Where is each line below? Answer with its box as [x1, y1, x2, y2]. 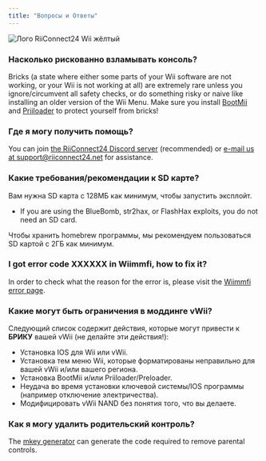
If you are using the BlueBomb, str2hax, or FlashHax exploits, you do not [19, 206, 258, 216]
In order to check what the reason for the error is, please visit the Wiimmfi [8, 277, 252, 287]
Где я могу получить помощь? [8, 126, 133, 137]
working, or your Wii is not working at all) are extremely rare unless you [8, 80, 244, 90]
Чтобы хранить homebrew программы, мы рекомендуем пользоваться [8, 230, 252, 240]
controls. [8, 445, 38, 455]
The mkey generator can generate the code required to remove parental [8, 437, 245, 447]
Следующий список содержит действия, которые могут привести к [8, 323, 240, 333]
